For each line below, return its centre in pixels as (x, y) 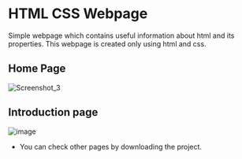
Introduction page (53, 112)
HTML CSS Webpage (78, 14)
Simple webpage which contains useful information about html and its (121, 35)
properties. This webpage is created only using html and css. (107, 43)
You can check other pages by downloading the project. (111, 146)
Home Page (37, 69)
